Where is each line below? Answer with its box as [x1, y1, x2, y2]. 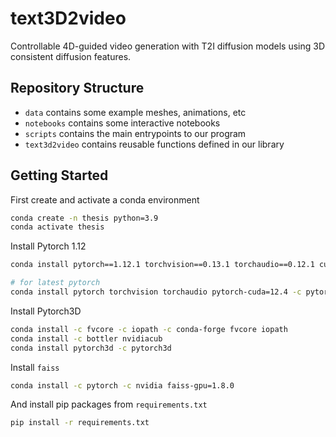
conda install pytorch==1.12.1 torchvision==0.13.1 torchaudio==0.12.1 [10, 260, 315, 270]
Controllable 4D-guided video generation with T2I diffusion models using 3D [10, 40, 325, 52]
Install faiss [10, 361, 60, 373]
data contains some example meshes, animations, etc [24, 106, 247, 118]
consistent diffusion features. [10, 50, 132, 62]
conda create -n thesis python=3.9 [10, 213, 159, 223]
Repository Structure [10, 80, 145, 97]
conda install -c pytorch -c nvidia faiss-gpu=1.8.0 [10, 380, 235, 391]
